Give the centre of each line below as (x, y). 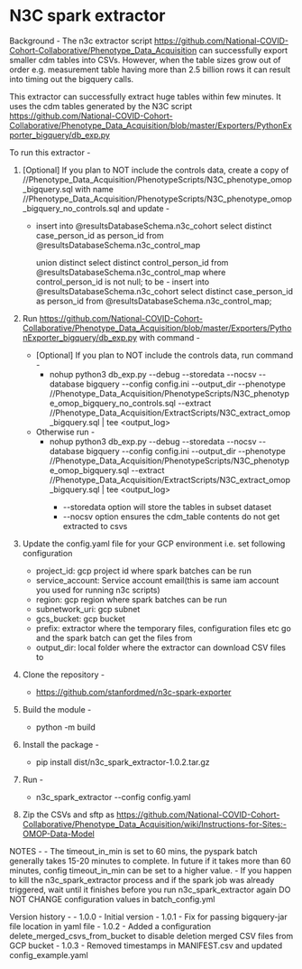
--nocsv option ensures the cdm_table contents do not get (171, 517)
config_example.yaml (49, 955)
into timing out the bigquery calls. (72, 79)
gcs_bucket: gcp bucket (81, 619)
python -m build (66, 727)
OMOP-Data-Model (58, 834)
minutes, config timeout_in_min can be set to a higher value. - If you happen (151, 870)
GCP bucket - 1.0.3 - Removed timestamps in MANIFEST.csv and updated (146, 946)
